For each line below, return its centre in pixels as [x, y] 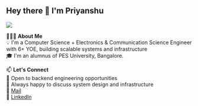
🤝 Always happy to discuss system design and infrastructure [80, 84]
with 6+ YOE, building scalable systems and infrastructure [77, 49]
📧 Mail [14, 90]
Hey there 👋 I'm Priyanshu [55, 11]
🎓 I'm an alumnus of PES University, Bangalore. [65, 55]
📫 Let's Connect [27, 69]
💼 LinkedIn [19, 97]
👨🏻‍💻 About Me [24, 36]
